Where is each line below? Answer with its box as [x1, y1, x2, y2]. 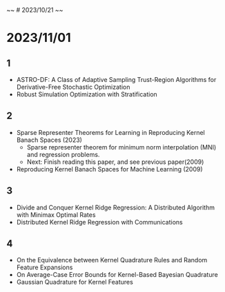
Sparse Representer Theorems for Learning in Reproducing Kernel [16, 128, 205, 136]
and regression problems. [26, 150, 100, 158]
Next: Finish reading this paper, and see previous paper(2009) [26, 158, 204, 166]
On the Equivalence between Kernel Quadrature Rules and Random [16, 256, 208, 264]
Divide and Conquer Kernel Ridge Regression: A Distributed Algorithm [16, 203, 215, 211]
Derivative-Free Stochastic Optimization [16, 83, 130, 91]
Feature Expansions [16, 263, 73, 271]
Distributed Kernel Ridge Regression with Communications [16, 218, 184, 226]
